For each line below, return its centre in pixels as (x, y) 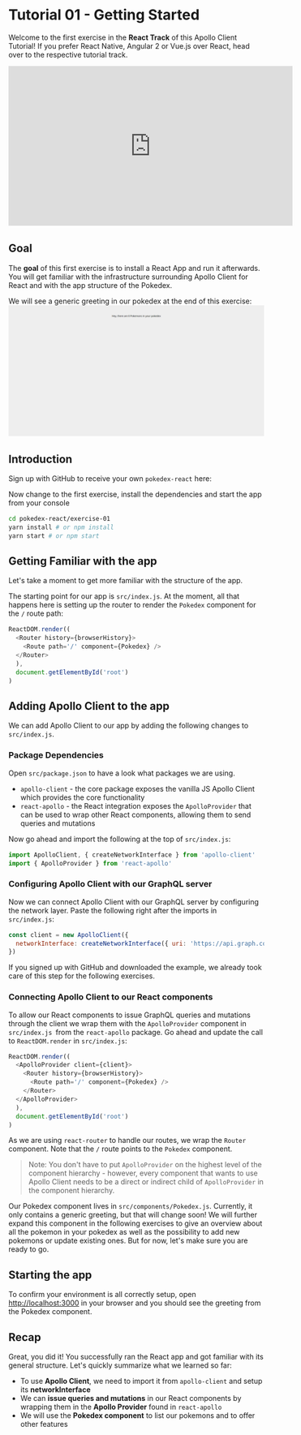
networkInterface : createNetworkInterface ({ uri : (101, 943)
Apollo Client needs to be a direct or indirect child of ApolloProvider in (146, 1182)
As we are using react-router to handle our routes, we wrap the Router (127, 1141)
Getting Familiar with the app (83, 561)
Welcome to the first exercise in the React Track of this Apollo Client (123, 37)
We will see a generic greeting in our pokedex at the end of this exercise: (130, 301)
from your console (39, 503)
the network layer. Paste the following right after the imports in (113, 910)
